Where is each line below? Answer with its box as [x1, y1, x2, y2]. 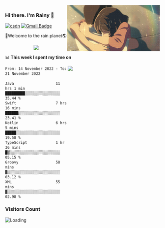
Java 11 [5, 81, 60, 86]
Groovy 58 [5, 160, 60, 165]
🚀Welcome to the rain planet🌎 [5, 33, 67, 39]
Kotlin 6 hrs [5, 121, 67, 126]
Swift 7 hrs [5, 101, 67, 106]
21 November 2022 [5, 71, 41, 76]
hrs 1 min [5, 86, 26, 91]
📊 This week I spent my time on [5, 54, 72, 61]
